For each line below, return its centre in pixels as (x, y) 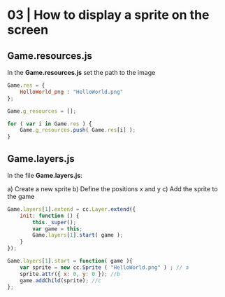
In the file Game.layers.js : (45, 175)
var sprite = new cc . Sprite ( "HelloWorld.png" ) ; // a (104, 267)
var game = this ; (57, 229)
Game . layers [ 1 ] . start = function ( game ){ (70, 261)
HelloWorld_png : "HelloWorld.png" (72, 92)
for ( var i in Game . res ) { (50, 124)
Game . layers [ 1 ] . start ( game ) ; (78, 235)
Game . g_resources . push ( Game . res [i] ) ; (78, 130)
